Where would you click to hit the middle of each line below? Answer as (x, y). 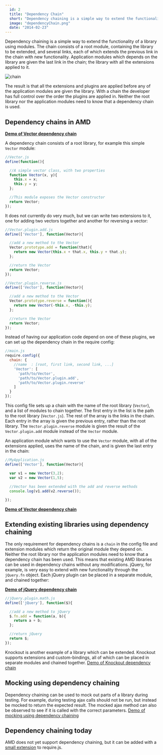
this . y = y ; (26, 184)
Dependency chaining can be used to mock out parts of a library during (76, 695)
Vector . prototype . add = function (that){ (51, 248)
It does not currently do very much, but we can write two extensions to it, (78, 215)
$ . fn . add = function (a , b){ (38, 616)
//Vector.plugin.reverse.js (33, 283)
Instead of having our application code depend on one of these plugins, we (80, 337)
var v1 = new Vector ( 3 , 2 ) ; (37, 473)
